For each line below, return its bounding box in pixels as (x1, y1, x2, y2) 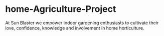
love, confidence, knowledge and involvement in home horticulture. (5, 25, 144, 31)
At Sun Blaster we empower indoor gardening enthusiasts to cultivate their (5, 20, 159, 26)
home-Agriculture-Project (5, 3, 116, 15)
